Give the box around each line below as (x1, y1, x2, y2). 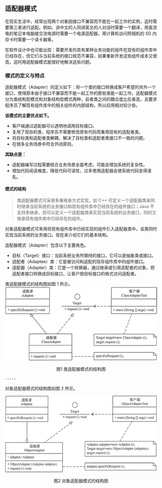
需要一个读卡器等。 (17, 36, 56, 42)
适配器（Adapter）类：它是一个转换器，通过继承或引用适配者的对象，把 (12, 265, 155, 270)
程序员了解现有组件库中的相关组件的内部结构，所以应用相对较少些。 (5, 102, 140, 108)
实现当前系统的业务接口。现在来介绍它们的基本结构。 (5, 232, 111, 238)
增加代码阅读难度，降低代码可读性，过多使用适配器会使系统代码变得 (12, 168, 148, 173)
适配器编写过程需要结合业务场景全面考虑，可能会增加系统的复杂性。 (12, 162, 148, 168)
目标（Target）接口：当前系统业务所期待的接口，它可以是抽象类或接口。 (12, 252, 156, 258)
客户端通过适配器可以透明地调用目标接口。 (12, 123, 97, 129)
